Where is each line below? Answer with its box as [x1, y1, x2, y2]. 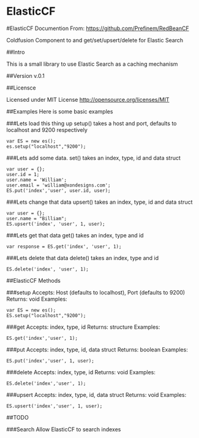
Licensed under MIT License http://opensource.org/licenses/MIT [6, 96, 170, 103]
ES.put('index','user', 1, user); [6, 358, 95, 364]
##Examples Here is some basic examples [6, 107, 113, 115]
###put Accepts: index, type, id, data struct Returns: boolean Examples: [6, 345, 188, 353]
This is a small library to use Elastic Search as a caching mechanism [6, 60, 178, 67]
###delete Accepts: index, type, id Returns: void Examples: [6, 368, 156, 375]
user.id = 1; [6, 171, 40, 177]
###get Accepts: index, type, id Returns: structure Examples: [6, 323, 160, 331]
